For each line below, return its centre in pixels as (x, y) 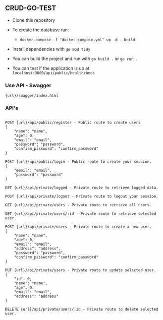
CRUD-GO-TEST (31, 8)
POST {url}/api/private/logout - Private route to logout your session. (82, 196)
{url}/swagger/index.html (32, 96)
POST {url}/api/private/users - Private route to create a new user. (79, 227)
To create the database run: (41, 30)
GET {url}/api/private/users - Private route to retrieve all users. (79, 205)
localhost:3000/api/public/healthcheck (54, 73)
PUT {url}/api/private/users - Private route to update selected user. (81, 270)
